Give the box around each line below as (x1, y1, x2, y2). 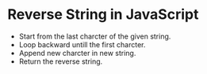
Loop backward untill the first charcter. (18, 39, 146, 49)
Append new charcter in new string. (18, 48, 136, 57)
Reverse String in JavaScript (7, 6, 199, 24)
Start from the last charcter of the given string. (18, 31, 171, 41)
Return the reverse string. (18, 57, 103, 66)
